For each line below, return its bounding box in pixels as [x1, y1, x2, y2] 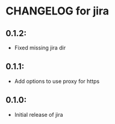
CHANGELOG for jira [5, 4, 110, 18]
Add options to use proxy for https [14, 77, 100, 85]
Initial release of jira [14, 111, 64, 118]
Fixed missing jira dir [14, 44, 66, 51]
